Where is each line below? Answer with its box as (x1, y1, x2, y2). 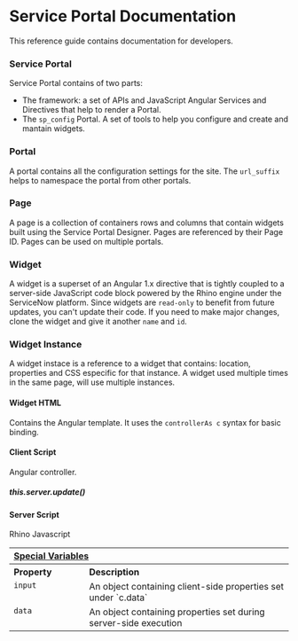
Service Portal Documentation (9, 6, 237, 27)
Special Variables (13, 550, 90, 562)
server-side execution (89, 617, 183, 629)
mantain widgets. (21, 123, 86, 134)
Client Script (9, 447, 57, 457)
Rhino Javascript (9, 529, 71, 540)
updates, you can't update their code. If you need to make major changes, (9, 307, 280, 317)
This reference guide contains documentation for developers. (9, 35, 233, 46)
